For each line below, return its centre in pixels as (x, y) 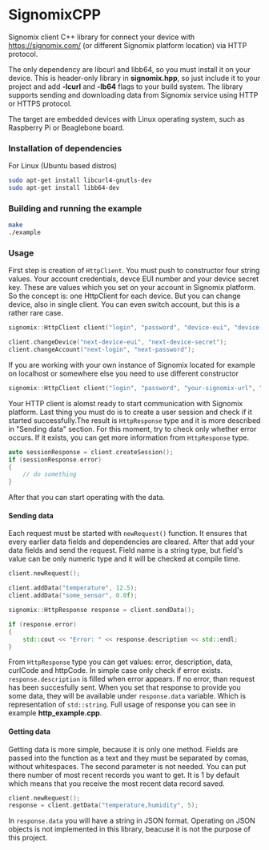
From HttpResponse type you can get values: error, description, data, (120, 662)
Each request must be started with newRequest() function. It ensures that (128, 534)
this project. (28, 838)
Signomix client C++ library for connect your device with (102, 37)
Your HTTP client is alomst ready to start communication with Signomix (126, 403)
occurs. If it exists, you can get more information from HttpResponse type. (129, 437)
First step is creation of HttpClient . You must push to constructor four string (134, 271)
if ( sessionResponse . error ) (55, 459)
